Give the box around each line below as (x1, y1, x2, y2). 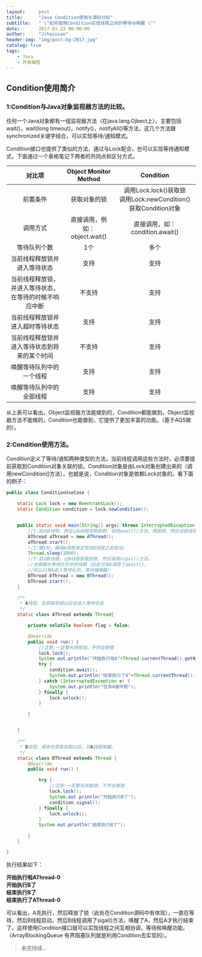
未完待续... (20, 944, 47, 952)
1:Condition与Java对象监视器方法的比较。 (6, 102, 129, 111)
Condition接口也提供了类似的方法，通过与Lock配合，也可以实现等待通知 (6, 145, 185, 152)
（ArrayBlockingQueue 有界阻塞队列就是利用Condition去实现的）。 (6, 931, 170, 939)
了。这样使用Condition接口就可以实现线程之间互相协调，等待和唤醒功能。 (6, 924, 188, 931)
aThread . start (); (28, 539, 71, 545)
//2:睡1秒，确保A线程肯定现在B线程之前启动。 (28, 545, 127, 551)
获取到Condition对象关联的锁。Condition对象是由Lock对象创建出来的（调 (11, 463, 192, 470)
